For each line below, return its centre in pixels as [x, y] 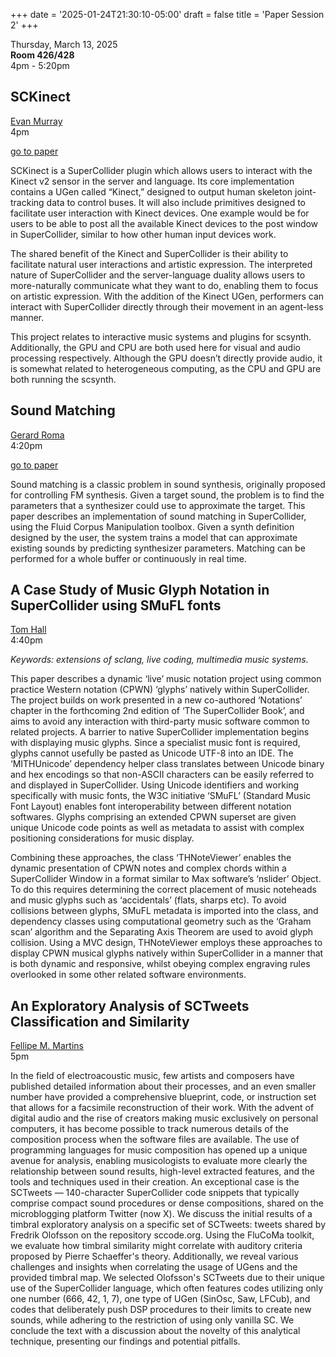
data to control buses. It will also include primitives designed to [176, 202]
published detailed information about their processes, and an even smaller [163, 1086]
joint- [305, 191]
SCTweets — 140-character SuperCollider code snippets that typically [155, 1193]
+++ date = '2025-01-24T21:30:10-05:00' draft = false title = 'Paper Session [167, 14]
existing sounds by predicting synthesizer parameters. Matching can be [158, 548]
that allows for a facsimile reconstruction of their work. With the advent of [162, 1108]
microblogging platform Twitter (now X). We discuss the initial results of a [161, 1214]
